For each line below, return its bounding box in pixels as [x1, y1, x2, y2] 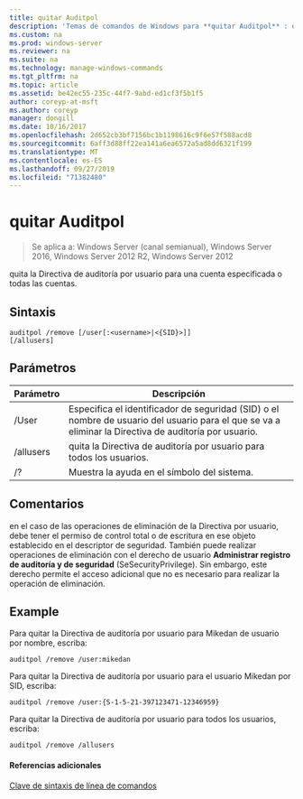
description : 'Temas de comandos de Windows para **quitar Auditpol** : [9, 22, 289, 31]
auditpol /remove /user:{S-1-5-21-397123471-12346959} [9, 698, 220, 707]
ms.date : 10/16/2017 [9, 123, 87, 132]
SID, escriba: [9, 681, 57, 692]
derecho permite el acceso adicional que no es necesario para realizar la [9, 568, 280, 579]
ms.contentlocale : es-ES [9, 155, 103, 165]
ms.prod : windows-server [9, 38, 103, 48]
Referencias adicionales [9, 760, 102, 771]
